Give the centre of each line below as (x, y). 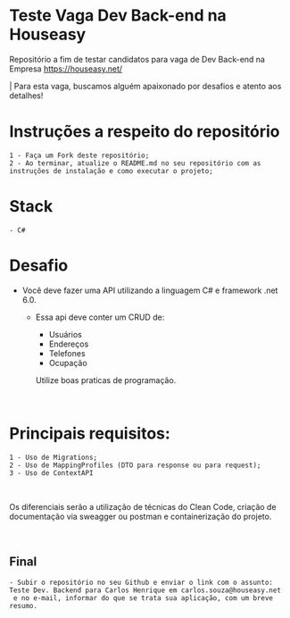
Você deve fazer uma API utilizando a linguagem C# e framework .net (150, 290)
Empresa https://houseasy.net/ (66, 69)
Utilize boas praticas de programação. (106, 380)
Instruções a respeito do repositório (145, 132)
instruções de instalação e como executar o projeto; (112, 171)
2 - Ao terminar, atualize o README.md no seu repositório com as (135, 163)
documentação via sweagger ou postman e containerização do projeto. (141, 516)
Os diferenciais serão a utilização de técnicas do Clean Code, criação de (143, 506)
